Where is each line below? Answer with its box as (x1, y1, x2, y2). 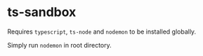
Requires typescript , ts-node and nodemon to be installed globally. (7, 27, 197, 36)
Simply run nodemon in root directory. (7, 41, 112, 49)
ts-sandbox (7, 4, 77, 20)
